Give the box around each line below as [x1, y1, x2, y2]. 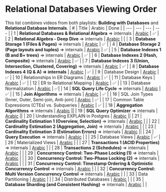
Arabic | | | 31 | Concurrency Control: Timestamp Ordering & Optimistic [5, 160, 154, 166]
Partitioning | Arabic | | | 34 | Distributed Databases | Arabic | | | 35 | [5, 176, 144, 182]
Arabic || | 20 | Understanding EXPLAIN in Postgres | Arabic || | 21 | [5, 113, 142, 119]
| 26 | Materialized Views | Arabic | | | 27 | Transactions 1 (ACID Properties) [5, 139, 160, 145]
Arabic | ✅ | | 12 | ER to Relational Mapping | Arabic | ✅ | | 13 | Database [5, 80, 151, 86]
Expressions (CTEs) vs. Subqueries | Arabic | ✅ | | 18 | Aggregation [5, 102, 143, 108]
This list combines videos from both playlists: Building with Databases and [5, 20, 159, 26]
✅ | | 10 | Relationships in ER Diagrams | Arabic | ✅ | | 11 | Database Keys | [5, 74, 155, 80]
